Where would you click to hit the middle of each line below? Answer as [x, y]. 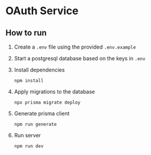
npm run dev [29, 146]
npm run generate [35, 124]
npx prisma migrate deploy [47, 102]
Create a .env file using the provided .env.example [75, 47]
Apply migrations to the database [54, 92]
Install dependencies [40, 70]
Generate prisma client [42, 113]
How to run [26, 33]
